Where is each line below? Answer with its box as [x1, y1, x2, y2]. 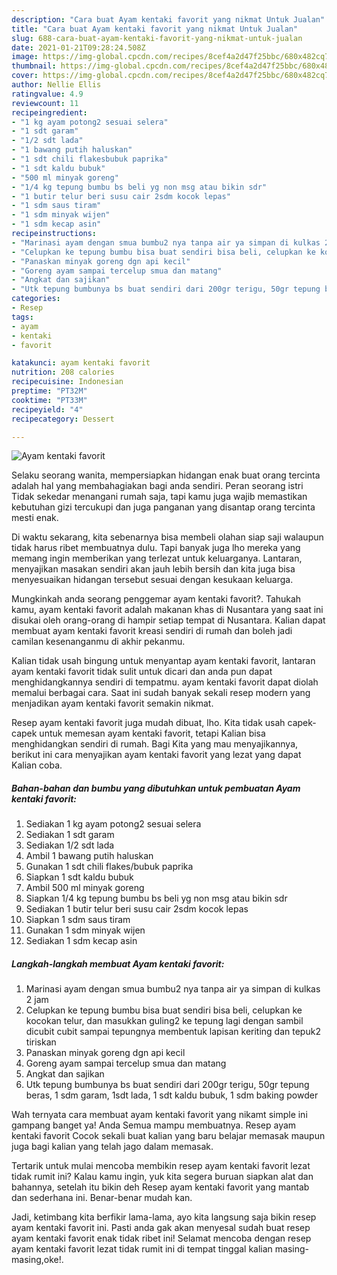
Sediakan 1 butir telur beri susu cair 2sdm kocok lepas [25, 903, 249, 915]
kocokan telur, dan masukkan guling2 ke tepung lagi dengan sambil [25, 1015, 304, 1027]
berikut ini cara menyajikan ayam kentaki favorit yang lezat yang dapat [11, 749, 302, 761]
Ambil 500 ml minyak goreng [25, 882, 145, 894]
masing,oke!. [11, 1254, 64, 1266]
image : [11, 52, 39, 62]
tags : [11, 312, 34, 322]
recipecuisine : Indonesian [11, 377, 124, 387]
